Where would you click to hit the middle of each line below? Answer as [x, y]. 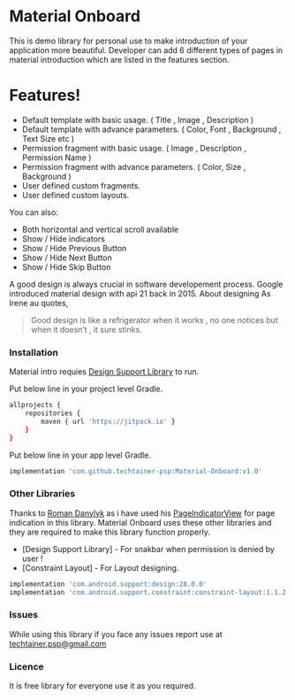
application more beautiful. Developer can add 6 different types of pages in [146, 50]
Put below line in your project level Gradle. [86, 389]
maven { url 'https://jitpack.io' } [108, 421]
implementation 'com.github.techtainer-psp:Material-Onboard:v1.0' [136, 471]
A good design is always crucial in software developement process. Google [146, 284]
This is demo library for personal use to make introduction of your [129, 41]
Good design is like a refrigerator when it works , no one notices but [154, 319]
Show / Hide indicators [64, 238]
